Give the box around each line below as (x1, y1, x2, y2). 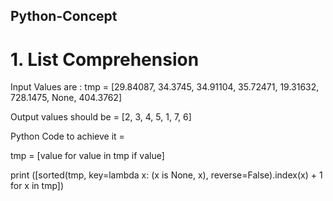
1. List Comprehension (10, 48, 200, 71)
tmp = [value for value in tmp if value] (10, 150, 165, 162)
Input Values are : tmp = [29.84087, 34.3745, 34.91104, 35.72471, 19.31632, (10, 81, 320, 93)
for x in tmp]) (10, 180, 65, 192)
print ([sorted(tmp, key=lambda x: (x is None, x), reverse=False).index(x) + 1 (10, 169, 323, 181)
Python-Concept (10, 8, 118, 25)
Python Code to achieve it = (10, 130, 125, 143)
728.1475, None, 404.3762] (10, 92, 123, 104)
